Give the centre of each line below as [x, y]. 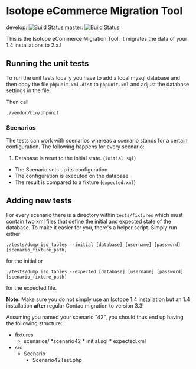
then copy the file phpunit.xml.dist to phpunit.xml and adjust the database [98, 84]
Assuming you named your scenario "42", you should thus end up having [95, 317]
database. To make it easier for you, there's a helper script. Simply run [92, 227]
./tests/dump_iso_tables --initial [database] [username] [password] [94, 245]
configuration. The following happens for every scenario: [75, 147]
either [13, 234]
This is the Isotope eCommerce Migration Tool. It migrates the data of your [97, 38]
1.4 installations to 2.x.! [34, 45]
